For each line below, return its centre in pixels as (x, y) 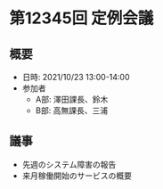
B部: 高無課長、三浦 (72, 111)
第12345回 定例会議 (81, 18)
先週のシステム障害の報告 (69, 164)
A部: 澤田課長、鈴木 (72, 99)
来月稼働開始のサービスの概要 (77, 176)
